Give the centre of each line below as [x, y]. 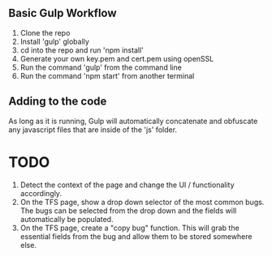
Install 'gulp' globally [54, 41]
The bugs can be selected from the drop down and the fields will [128, 211]
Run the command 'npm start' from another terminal [107, 75]
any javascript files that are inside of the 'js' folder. [93, 130]
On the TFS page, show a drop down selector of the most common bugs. [142, 202]
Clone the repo [45, 32]
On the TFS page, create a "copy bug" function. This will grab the [130, 228]
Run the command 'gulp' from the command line [101, 67]
